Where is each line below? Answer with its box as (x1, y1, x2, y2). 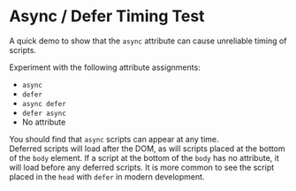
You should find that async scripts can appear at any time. (9, 134, 219, 144)
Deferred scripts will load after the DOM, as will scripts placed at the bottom (9, 143, 285, 154)
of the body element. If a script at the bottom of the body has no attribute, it (9, 152, 280, 163)
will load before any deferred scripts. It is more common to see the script (9, 162, 275, 172)
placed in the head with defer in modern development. (9, 171, 205, 182)
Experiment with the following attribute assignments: (9, 62, 201, 73)
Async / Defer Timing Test (9, 6, 205, 27)
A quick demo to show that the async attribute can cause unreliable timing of (9, 35, 287, 46)
